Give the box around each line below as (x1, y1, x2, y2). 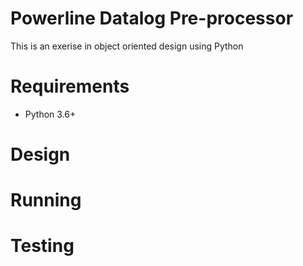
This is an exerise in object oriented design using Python (10, 40, 244, 52)
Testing (10, 235, 75, 257)
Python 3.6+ (24, 108, 77, 120)
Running (10, 189, 82, 212)
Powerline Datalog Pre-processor (10, 7, 294, 30)
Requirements (10, 75, 130, 98)
